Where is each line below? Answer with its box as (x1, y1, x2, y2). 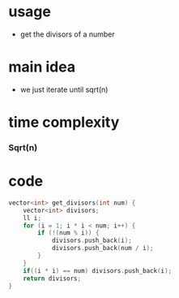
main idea (8, 58, 75, 76)
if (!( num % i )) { (37, 229, 100, 237)
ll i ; (23, 214, 42, 222)
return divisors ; (23, 274, 82, 283)
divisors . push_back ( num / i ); (51, 244, 154, 253)
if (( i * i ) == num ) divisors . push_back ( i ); (23, 266, 173, 274)
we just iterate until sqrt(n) (19, 84, 109, 94)
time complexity (8, 113, 120, 132)
